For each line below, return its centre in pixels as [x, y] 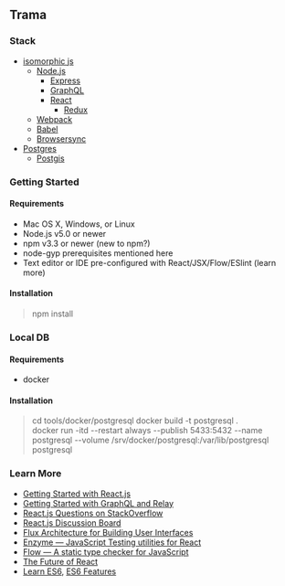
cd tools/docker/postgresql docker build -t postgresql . [135, 421]
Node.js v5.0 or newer [64, 233]
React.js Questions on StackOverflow [93, 513]
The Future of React [60, 561]
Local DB [30, 337]
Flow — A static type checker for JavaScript [106, 551]
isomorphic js [48, 61]
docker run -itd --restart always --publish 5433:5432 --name [147, 431]
